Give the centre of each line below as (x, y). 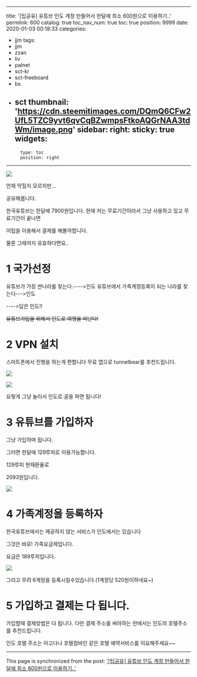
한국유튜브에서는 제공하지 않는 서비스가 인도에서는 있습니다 (74, 531)
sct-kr (22, 71)
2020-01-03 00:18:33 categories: (46, 29)
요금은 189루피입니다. (31, 556)
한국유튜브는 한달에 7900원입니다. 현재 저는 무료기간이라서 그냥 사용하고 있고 (94, 210)
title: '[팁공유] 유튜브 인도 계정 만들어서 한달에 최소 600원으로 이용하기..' (89, 16)
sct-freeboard (31, 78)
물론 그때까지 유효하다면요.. (38, 243)
